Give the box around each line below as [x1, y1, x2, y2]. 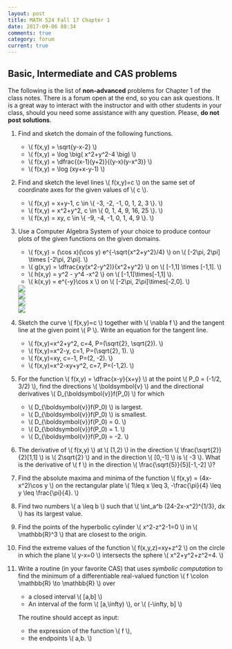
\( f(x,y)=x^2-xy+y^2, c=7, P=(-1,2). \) [28, 361, 135, 369]
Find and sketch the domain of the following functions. [17, 129, 173, 137]
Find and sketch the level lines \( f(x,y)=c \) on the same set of [17, 178, 195, 186]
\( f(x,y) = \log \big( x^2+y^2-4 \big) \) [28, 150, 137, 158]
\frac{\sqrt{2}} [180, 445, 222, 454]
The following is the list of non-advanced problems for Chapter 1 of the [8, 86, 211, 94]
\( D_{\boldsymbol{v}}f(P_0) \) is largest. [28, 402, 143, 411]
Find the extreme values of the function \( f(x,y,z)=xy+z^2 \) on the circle [17, 543, 225, 551]
